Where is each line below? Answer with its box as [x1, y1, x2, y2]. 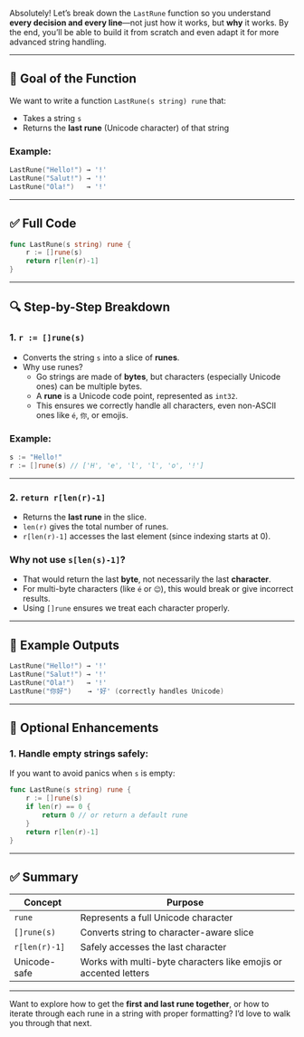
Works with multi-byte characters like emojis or [80, 956, 282, 968]
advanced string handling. [9, 36, 107, 47]
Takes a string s [22, 112, 82, 123]
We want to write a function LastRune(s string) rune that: [9, 95, 226, 106]
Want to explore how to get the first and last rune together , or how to [9, 999, 270, 1010]
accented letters [80, 967, 150, 980]
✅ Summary [9, 869, 79, 885]
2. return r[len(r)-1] [9, 490, 106, 503]
